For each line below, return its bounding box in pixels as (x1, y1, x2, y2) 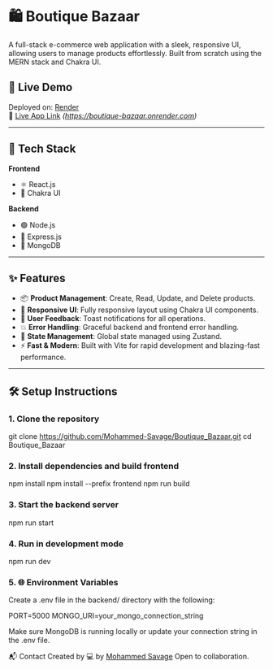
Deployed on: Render (8, 102, 80, 111)
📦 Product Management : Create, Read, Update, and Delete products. (19, 293, 256, 303)
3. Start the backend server (8, 499, 119, 510)
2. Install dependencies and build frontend (8, 460, 180, 471)
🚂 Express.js (19, 232, 63, 241)
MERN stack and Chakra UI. (8, 57, 102, 67)
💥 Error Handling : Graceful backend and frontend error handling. (19, 323, 240, 332)
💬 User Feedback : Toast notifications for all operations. (19, 314, 206, 324)
